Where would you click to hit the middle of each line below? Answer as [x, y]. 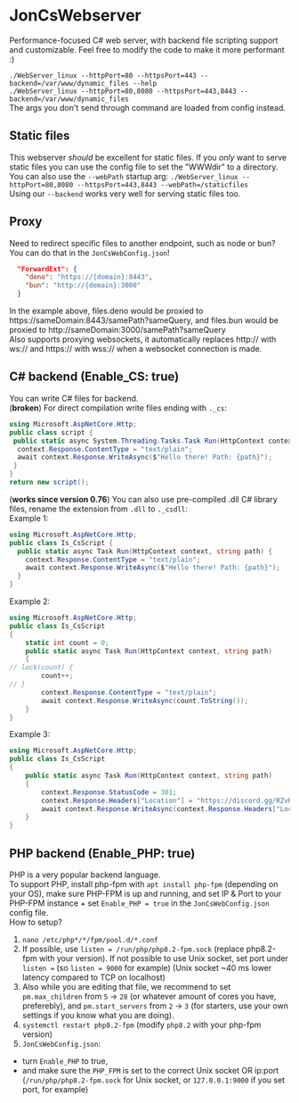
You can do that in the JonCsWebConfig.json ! [90, 253]
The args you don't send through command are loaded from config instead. [148, 107]
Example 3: [30, 734]
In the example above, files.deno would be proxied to [106, 311]
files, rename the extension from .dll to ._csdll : [99, 509]
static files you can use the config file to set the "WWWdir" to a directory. [144, 167]
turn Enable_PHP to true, [65, 1061]
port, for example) [55, 1089]
